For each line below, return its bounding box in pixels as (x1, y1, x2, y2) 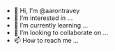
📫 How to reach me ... (13, 37, 79, 44)
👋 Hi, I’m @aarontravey (13, 7, 80, 14)
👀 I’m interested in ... (13, 14, 73, 22)
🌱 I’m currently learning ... (13, 21, 89, 29)
